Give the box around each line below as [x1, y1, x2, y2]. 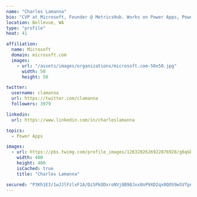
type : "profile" [6, 25, 46, 31]
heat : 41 [6, 31, 28, 36]
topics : [6, 128, 25, 133]
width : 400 [16, 155, 43, 161]
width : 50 [21, 68, 46, 74]
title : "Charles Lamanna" [16, 171, 80, 177]
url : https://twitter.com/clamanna [11, 95, 98, 102]
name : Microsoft [11, 46, 51, 53]
